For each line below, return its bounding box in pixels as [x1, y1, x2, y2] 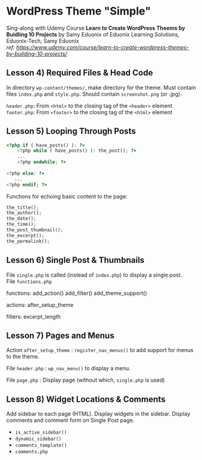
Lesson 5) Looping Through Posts [6, 126, 136, 137]
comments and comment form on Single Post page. [6, 417, 135, 424]
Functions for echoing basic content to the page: [6, 192, 128, 200]
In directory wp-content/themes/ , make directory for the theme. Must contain [6, 84, 197, 91]
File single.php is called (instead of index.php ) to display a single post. [6, 271, 183, 279]
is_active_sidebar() [15, 430, 67, 436]
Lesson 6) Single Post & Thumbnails [6, 255, 145, 265]
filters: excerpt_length [6, 313, 61, 320]
